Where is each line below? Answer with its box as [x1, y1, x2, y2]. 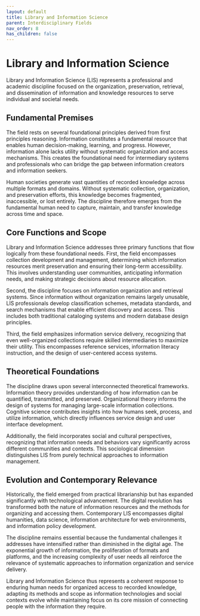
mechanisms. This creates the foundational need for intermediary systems [6, 154, 189, 161]
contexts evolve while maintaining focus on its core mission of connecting [6, 596, 188, 604]
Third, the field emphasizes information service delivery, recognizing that [6, 330, 186, 337]
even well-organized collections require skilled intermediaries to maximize [6, 336, 189, 344]
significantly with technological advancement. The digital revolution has [6, 497, 183, 504]
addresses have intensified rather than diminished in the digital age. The [6, 541, 184, 548]
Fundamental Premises [6, 113, 94, 123]
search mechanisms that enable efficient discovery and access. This [6, 306, 175, 313]
